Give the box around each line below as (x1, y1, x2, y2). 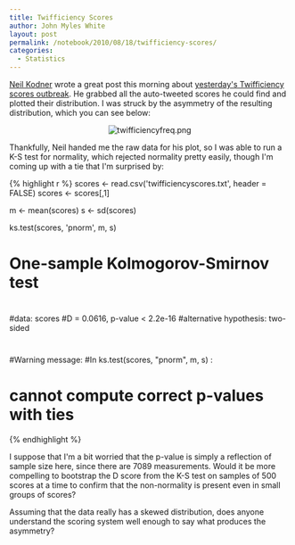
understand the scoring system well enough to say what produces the (9, 516, 266, 526)
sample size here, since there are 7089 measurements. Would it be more (9, 460, 276, 471)
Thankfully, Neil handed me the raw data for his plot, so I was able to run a (9, 142, 283, 153)
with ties (9, 404, 74, 425)
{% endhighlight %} (9, 434, 82, 444)
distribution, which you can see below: (9, 108, 152, 118)
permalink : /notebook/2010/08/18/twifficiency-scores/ (9, 37, 217, 47)
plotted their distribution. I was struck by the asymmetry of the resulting (9, 98, 273, 108)
